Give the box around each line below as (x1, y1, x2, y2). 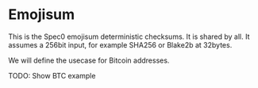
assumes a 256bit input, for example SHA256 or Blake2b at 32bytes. (8, 40, 233, 49)
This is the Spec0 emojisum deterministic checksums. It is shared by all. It (8, 32, 250, 41)
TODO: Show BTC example (8, 71, 96, 80)
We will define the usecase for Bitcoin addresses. (8, 55, 170, 65)
